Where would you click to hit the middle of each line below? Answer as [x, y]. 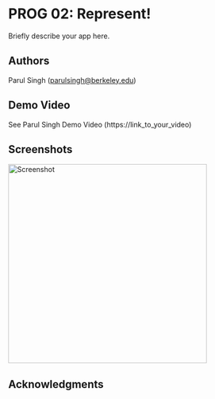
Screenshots [40, 149]
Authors [29, 61]
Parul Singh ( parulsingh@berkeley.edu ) [72, 80]
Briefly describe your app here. [59, 36]
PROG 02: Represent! [80, 14]
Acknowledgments [56, 384]
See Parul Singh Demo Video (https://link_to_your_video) [100, 124]
